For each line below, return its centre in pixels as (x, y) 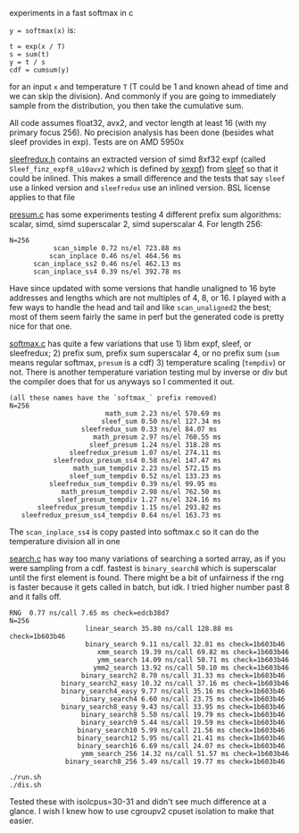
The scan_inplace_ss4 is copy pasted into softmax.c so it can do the (134, 532)
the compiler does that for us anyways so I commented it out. (122, 382)
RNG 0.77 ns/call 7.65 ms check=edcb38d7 (89, 613)
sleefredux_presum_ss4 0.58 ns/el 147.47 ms (137, 460)
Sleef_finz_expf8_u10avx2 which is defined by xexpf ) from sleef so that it (144, 168)
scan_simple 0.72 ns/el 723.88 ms (117, 248)
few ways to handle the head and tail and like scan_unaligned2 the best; (141, 307)
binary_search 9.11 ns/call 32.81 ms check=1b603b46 (185, 644)
